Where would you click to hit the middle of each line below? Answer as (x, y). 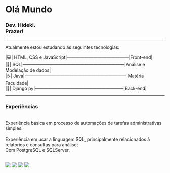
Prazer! (14, 31)
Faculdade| (17, 83)
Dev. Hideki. (20, 25)
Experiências (22, 107)
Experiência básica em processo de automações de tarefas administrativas (83, 123)
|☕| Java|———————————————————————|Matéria (75, 76)
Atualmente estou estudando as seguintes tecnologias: (62, 47)
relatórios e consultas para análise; (42, 144)
